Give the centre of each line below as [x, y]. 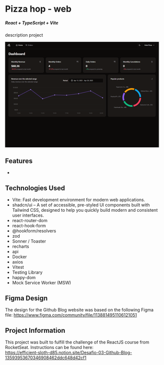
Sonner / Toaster [29, 241]
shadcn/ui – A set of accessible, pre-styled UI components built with [81, 205]
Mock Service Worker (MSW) [41, 283]
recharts [20, 246]
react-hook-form [29, 226]
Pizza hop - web [38, 9]
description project [24, 35]
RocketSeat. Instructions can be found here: [49, 347]
